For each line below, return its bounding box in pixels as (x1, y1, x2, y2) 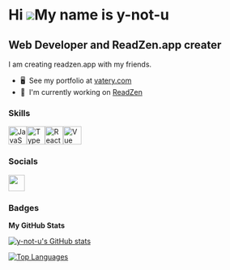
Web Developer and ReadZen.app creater (8, 38, 222, 52)
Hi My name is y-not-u (8, 6, 170, 24)
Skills (8, 107, 31, 118)
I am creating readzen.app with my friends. (8, 59, 152, 69)
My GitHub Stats (8, 221, 66, 230)
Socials (8, 156, 38, 167)
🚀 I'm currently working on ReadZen (19, 88, 143, 96)
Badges (8, 202, 39, 213)
